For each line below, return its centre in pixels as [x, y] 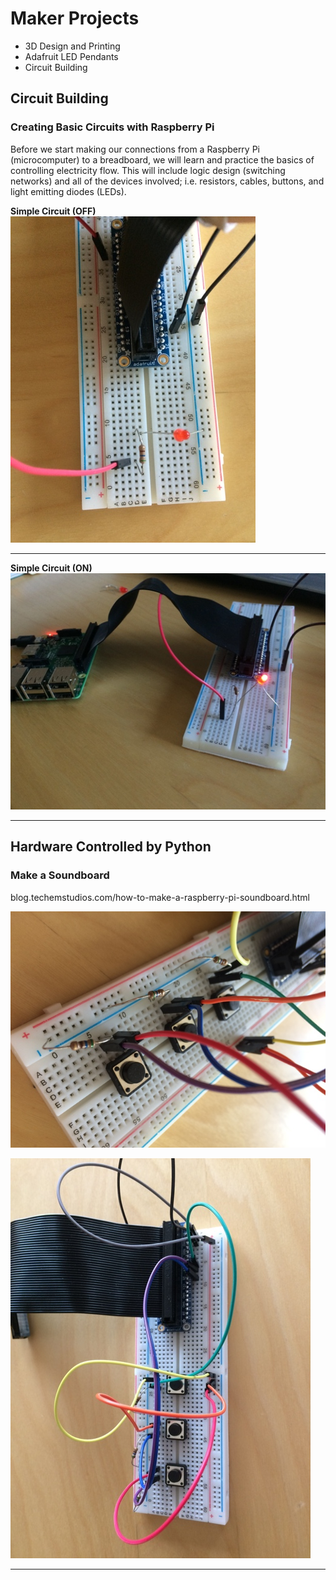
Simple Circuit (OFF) [53, 211]
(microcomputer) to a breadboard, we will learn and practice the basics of [162, 159]
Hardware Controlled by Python [111, 847]
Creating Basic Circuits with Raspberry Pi [112, 127]
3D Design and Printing [72, 46]
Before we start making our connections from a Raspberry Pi [135, 149]
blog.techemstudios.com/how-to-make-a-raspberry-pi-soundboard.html [160, 897]
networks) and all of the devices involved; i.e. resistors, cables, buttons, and [167, 181]
